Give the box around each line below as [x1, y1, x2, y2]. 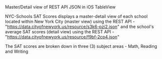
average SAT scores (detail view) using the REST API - [5, 29, 115, 34]
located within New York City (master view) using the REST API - [5, 19, 135, 24]
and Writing [5, 48, 28, 54]
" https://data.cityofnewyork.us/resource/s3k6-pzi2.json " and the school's [5, 24, 154, 29]
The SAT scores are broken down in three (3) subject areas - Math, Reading [5, 44, 158, 49]
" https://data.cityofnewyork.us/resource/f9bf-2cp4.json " [5, 34, 120, 40]
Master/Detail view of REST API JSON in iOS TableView [5, 4, 116, 10]
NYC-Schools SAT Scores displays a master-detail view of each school [5, 14, 148, 19]
